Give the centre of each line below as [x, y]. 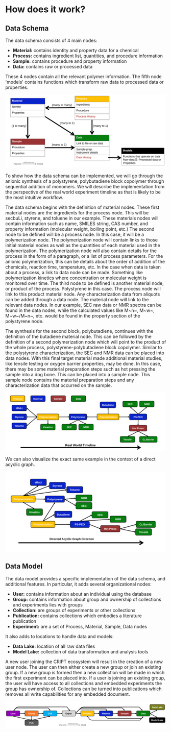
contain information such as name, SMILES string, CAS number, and [77, 224]
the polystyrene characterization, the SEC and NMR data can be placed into [85, 353]
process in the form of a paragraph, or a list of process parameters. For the [84, 256]
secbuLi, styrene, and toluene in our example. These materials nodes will [82, 218]
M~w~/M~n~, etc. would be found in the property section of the [73, 315]
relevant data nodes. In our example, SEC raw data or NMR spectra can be [83, 305]
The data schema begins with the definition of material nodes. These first [82, 207]
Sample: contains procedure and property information [70, 61]
